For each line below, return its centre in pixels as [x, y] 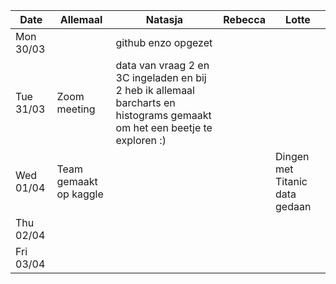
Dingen [292, 156]
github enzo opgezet [164, 42]
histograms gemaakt [163, 115]
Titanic [291, 181]
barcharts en [145, 102]
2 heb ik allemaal [155, 90]
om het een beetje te [164, 127]
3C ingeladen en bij [161, 77]
